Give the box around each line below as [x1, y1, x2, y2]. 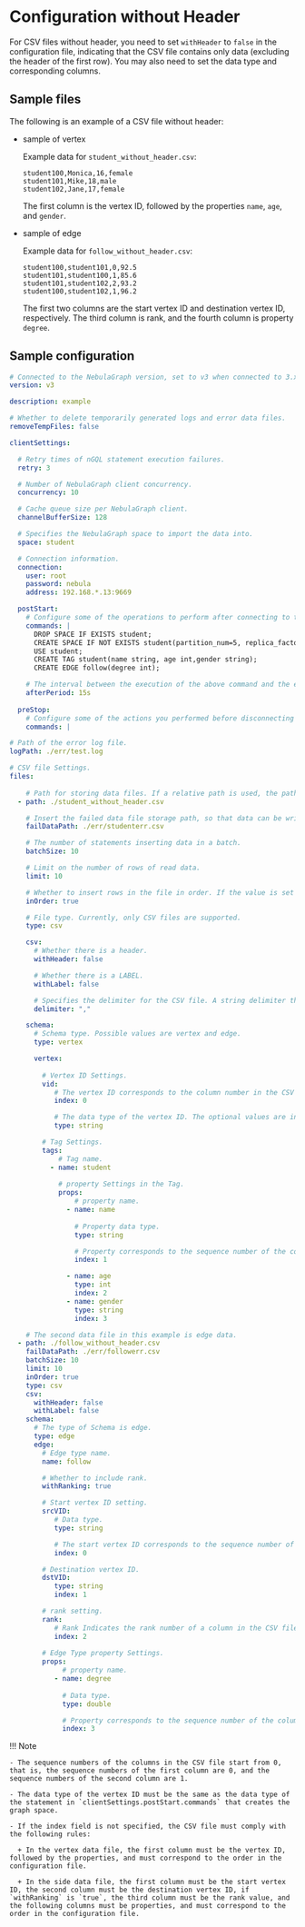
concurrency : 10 [17, 488, 79, 497]
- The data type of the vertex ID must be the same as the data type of [9, 1790, 290, 1800]
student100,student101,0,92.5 [22, 263, 138, 272]
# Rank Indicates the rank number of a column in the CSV [54, 1624, 279, 1633]
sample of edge [22, 227, 82, 238]
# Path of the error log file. [9, 739, 128, 748]
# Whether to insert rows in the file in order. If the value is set [25, 888, 295, 897]
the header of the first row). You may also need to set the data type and [9, 55, 277, 66]
